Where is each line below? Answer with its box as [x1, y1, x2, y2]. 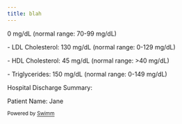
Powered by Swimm [7, 110, 55, 117]
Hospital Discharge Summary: [7, 83, 92, 91]
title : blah [7, 10, 42, 17]
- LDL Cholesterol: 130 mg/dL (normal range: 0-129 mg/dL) [7, 42, 176, 51]
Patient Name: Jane [7, 97, 64, 105]
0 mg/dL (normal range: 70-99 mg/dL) [7, 29, 117, 38]
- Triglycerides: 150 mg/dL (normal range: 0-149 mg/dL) [7, 70, 168, 78]
